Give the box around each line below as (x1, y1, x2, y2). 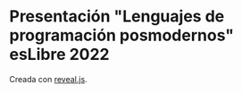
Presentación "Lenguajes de (9, 6, 225, 27)
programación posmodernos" (9, 25, 235, 46)
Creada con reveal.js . (9, 73, 88, 84)
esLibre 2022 (9, 45, 110, 64)
